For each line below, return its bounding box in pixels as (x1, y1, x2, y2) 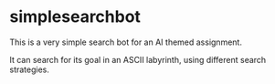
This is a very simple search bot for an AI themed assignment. (9, 37, 242, 47)
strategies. (9, 64, 50, 75)
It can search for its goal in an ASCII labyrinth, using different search (9, 54, 267, 65)
